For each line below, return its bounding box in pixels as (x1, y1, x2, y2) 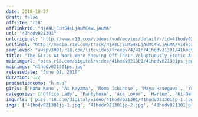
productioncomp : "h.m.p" (6, 80, 67, 86)
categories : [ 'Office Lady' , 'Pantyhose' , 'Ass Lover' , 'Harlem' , (6, 91, 173, 97)
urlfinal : (6, 42, 31, 48)
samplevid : (6, 47, 33, 53)
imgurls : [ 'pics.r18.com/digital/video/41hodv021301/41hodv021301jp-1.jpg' (6, 96, 196, 102)
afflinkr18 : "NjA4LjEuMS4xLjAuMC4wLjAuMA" (6, 25, 112, 31)
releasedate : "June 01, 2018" (6, 69, 81, 75)
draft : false (6, 14, 38, 20)
